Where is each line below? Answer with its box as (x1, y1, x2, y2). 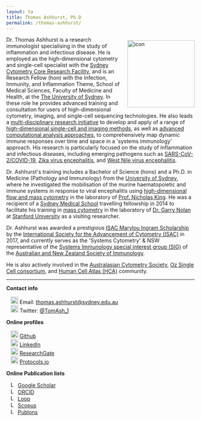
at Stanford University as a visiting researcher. (6, 213, 120, 220)
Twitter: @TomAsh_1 (19, 307, 69, 314)
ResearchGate (19, 350, 55, 357)
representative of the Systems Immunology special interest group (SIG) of (6, 243, 188, 251)
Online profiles (6, 319, 44, 326)
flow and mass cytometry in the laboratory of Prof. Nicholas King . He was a (6, 193, 191, 201)
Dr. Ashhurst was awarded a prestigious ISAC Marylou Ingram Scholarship (6, 225, 190, 232)
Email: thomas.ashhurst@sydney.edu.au (19, 299, 118, 306)
